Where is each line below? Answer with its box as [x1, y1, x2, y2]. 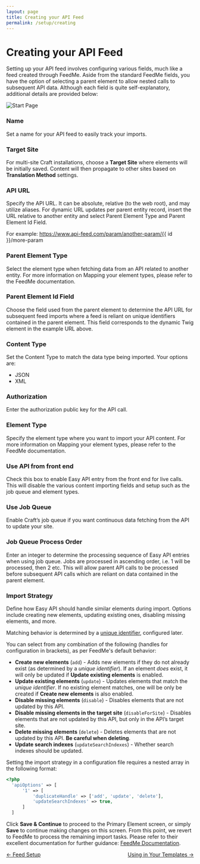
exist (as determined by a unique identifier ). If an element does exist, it [14, 665, 188, 672]
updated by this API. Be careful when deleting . [14, 734, 131, 741]
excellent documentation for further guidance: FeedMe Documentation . [6, 840, 181, 846]
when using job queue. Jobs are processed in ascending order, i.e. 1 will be [6, 557, 190, 564]
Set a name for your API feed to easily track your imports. [6, 130, 147, 138]
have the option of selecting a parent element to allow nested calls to [6, 78, 176, 85]
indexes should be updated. [14, 747, 83, 754]
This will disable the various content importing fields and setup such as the [6, 482, 190, 489]
